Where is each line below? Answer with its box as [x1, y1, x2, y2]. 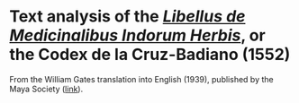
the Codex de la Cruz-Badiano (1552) [9, 45, 291, 64]
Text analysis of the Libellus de [9, 6, 246, 27]
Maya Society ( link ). [9, 83, 84, 94]
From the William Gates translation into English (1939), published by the [9, 73, 274, 84]
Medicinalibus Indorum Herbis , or [9, 25, 266, 46]
